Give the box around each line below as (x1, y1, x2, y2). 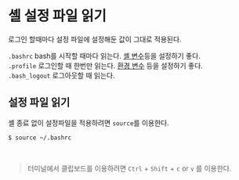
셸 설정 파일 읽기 (8, 7, 107, 25)
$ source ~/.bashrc (8, 134, 72, 142)
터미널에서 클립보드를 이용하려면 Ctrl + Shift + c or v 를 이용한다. (27, 164, 232, 173)
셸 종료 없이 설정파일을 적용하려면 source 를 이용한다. (8, 118, 170, 128)
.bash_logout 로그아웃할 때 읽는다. (8, 70, 115, 80)
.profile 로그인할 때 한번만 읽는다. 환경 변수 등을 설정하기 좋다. (8, 60, 204, 70)
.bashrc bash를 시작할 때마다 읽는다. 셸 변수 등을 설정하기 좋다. (8, 51, 201, 60)
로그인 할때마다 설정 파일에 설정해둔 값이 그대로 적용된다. (8, 34, 182, 44)
